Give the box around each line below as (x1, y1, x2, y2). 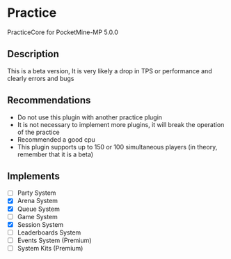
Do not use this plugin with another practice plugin (17, 113, 162, 121)
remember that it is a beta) (17, 150, 94, 158)
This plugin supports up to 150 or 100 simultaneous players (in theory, (17, 142, 218, 151)
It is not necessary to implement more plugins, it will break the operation (17, 120, 225, 128)
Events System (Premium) (17, 236, 92, 244)
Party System (17, 188, 56, 197)
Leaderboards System (17, 228, 81, 237)
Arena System (17, 197, 58, 205)
